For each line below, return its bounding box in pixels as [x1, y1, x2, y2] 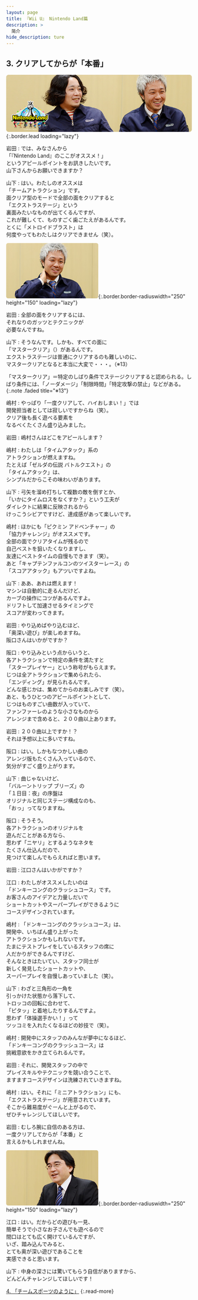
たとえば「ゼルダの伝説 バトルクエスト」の [6, 461, 111, 468]
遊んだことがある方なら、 [6, 832, 68, 839]
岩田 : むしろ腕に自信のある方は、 [6, 1123, 88, 1130]
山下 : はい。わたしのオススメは [6, 179, 83, 186]
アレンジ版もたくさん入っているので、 [6, 755, 99, 762]
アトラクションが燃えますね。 [6, 454, 78, 461]
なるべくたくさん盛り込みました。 [6, 421, 89, 428]
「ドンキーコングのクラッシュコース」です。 [6, 886, 114, 893]
